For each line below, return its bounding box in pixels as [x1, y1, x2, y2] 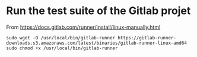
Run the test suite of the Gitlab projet [6, 4, 191, 18]
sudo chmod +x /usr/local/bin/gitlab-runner [6, 45, 118, 51]
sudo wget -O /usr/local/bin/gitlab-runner [6, 35, 116, 41]
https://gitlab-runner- [117, 35, 177, 41]
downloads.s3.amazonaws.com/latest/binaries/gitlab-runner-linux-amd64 [6, 40, 187, 46]
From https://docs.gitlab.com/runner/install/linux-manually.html [6, 24, 161, 31]
